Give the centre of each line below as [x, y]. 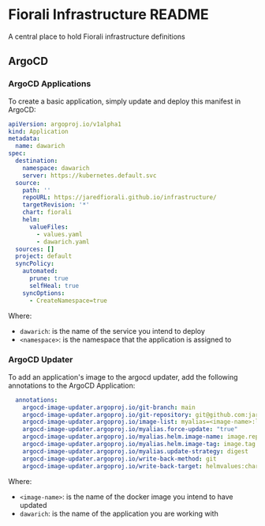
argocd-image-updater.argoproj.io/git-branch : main [109, 407]
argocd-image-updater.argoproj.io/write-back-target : [112, 466]
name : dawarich [40, 146]
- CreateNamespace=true [68, 301]
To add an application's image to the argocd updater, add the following [123, 377]
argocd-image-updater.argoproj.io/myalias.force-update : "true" [130, 430]
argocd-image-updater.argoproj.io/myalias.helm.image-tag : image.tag [139, 445]
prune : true [49, 278]
